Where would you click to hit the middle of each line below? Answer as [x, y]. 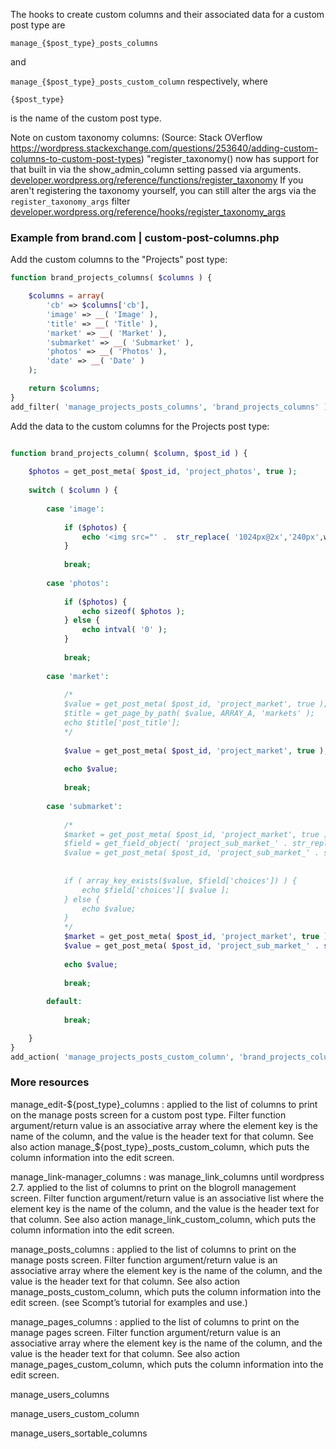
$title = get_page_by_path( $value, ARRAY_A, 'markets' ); [189, 714]
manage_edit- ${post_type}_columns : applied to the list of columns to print [164, 1104]
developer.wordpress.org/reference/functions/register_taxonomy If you [157, 180]
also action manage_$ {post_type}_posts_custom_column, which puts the [160, 1146]
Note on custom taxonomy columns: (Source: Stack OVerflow [136, 137]
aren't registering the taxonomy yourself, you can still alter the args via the [163, 190]
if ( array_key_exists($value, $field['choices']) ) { [180, 880]
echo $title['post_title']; [122, 723]
